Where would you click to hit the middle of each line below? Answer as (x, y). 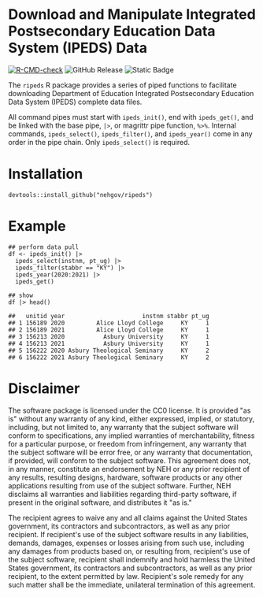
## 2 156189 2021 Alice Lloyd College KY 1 (109, 330)
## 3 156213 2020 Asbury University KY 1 (109, 336)
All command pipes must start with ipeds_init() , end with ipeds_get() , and (131, 117)
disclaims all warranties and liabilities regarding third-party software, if (123, 494)
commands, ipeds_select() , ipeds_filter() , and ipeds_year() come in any (131, 133)
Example (37, 226)
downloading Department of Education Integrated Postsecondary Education (131, 93)
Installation (46, 174)
